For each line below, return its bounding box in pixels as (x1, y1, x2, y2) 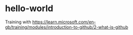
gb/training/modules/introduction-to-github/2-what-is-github (5, 24, 129, 30)
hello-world (5, 3, 54, 14)
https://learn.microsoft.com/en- (32, 19, 96, 25)
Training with (5, 19, 31, 25)
